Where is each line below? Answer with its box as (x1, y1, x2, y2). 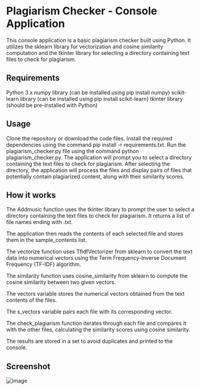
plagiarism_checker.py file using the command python (6, 148, 139, 155)
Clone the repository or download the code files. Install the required (6, 134, 173, 142)
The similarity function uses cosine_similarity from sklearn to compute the (6, 272, 188, 280)
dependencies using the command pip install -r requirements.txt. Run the (6, 141, 186, 148)
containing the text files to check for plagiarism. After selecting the (6, 160, 170, 167)
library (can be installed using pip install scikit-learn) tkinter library (20, 95, 183, 102)
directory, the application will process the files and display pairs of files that (6, 166, 192, 174)
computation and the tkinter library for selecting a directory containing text (6, 49, 190, 56)
